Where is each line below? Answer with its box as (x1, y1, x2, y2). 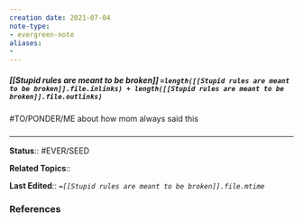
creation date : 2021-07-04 (9, 13, 111, 23)
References (9, 203, 61, 216)
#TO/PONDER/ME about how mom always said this (9, 114, 199, 125)
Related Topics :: (9, 163, 71, 174)
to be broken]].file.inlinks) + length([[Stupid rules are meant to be (9, 84, 284, 93)
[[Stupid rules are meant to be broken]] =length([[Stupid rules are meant (9, 74, 290, 86)
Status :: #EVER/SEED (9, 145, 90, 156)
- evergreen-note (9, 30, 75, 39)
